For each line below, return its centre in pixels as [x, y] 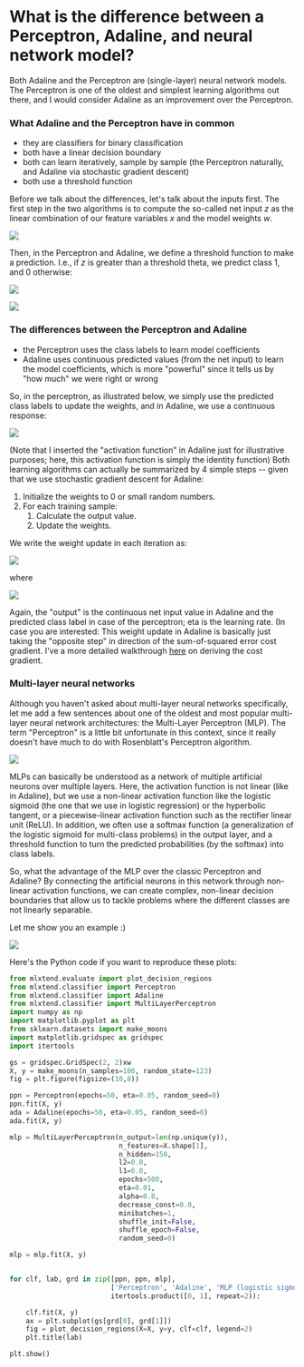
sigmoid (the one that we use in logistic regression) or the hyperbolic [138, 806]
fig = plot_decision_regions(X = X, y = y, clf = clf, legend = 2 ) [139, 1329]
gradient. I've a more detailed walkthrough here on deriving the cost [136, 650]
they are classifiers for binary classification [103, 143]
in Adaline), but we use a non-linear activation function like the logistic [140, 796]
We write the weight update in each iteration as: [98, 542]
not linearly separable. [51, 910]
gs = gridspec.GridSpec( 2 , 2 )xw [70, 1062]
